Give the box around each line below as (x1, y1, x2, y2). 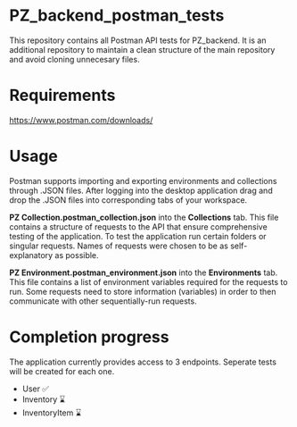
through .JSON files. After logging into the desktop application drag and (9, 185, 274, 196)
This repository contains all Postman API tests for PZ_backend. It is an (9, 35, 267, 46)
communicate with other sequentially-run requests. (9, 296, 198, 306)
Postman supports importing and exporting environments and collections (9, 175, 277, 186)
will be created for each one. (9, 365, 115, 376)
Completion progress (9, 327, 169, 347)
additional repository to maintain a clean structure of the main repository (9, 44, 276, 54)
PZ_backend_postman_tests (9, 5, 225, 26)
